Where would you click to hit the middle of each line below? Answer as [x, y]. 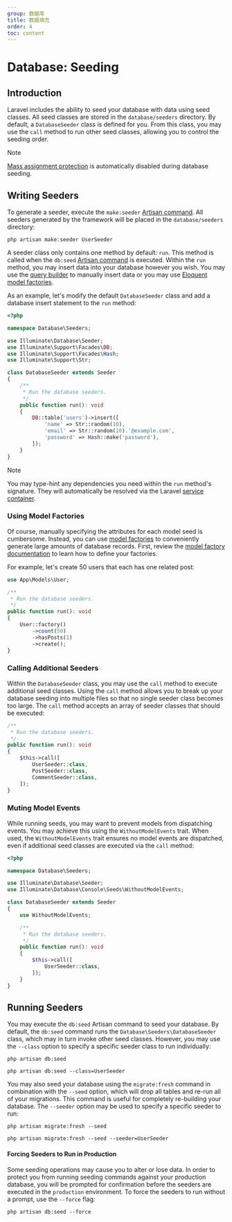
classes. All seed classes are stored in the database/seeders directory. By [111, 117]
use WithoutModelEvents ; [55, 915]
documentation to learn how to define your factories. [82, 553]
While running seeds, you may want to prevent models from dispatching [110, 823]
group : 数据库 [26, 14]
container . [21, 498]
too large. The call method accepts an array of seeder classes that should [114, 706]
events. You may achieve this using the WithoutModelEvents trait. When [108, 831]
